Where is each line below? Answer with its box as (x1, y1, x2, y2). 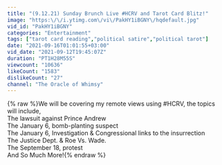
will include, (7, 107, 41, 115)
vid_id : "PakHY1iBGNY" (7, 23, 73, 30)
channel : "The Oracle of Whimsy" (7, 81, 104, 88)
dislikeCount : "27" (7, 74, 64, 81)
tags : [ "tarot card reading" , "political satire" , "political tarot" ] (7, 36, 209, 43)
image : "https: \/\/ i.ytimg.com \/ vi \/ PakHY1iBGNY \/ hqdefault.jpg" (7, 17, 199, 23)
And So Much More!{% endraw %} (7, 151, 107, 159)
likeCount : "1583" (7, 68, 60, 75)
